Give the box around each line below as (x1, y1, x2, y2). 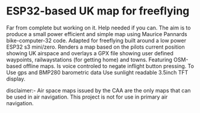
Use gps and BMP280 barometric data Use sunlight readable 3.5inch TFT (6, 69, 189, 76)
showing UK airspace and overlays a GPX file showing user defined (6, 49, 173, 56)
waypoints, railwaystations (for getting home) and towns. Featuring (6, 56, 173, 63)
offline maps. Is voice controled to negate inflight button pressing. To (23, 62, 195, 70)
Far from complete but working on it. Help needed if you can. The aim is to (6, 24, 191, 31)
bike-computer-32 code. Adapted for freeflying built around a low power (6, 37, 187, 44)
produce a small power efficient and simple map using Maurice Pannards (6, 30, 188, 37)
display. (6, 75, 26, 82)
